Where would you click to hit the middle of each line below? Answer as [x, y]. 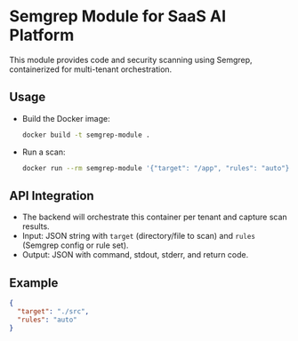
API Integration [52, 196]
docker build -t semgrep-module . [86, 135]
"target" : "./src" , [53, 312]
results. [36, 226]
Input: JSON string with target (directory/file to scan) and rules [139, 236]
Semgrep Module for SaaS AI [118, 16]
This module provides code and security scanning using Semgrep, [131, 59]
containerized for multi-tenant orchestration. [91, 69]
